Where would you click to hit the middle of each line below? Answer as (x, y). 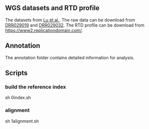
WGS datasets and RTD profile (52, 8)
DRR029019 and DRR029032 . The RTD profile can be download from (75, 25)
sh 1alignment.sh (22, 121)
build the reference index (36, 87)
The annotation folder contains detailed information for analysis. (70, 57)
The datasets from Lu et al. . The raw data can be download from (70, 20)
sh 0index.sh (18, 98)
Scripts (16, 73)
